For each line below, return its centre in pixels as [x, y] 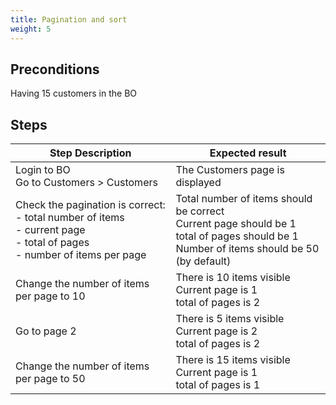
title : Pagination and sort [69, 19]
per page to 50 [50, 379]
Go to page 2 [46, 331]
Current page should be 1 [236, 224]
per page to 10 [50, 296]
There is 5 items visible [230, 319]
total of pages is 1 [218, 385]
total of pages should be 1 [237, 236]
